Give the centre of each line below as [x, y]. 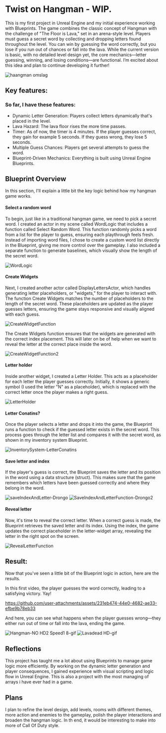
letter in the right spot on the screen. [43, 536]
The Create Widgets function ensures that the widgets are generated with [80, 333]
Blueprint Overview [36, 179]
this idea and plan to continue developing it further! [57, 65]
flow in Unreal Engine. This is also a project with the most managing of [77, 677]
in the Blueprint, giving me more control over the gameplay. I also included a [83, 245]
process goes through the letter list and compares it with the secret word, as [83, 435]
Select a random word [28, 208]
